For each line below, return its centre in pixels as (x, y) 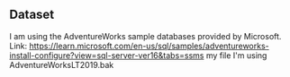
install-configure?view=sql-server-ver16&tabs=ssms (107, 55)
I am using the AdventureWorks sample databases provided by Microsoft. (145, 36)
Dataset (32, 15)
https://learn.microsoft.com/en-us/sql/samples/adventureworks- (149, 46)
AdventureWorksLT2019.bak (62, 64)
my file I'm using (236, 55)
